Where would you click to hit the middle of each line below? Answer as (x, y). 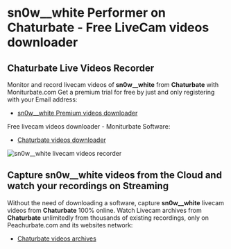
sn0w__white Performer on (87, 13)
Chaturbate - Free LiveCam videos (108, 27)
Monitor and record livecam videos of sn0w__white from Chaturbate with (113, 85)
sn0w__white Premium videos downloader (77, 113)
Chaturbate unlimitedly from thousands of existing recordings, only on (108, 218)
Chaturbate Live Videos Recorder (81, 68)
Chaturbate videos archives (57, 239)
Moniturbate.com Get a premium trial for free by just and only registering (111, 92)
